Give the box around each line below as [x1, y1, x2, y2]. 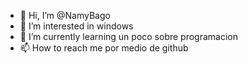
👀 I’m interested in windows [19, 20, 134, 32]
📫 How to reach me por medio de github [19, 42, 189, 54]
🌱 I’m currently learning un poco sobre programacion [19, 31, 238, 42]
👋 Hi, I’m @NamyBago [19, 10, 111, 21]
